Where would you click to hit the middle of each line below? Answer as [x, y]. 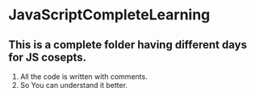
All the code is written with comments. [84, 77]
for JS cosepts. [48, 57]
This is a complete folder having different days [128, 45]
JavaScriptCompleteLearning [109, 15]
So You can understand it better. [73, 85]
